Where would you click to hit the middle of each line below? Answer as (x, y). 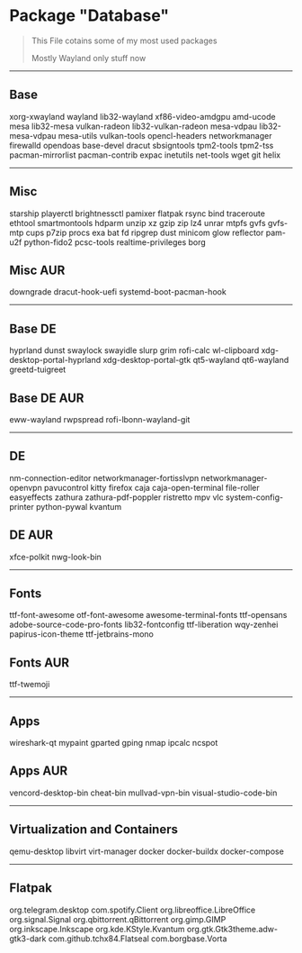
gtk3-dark (28, 939)
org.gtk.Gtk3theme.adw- (232, 929)
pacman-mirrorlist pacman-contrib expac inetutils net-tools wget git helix (145, 155)
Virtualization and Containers (93, 830)
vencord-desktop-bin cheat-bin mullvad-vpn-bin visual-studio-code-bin (143, 793)
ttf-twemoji (30, 685)
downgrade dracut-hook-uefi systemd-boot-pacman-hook (118, 292)
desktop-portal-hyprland (55, 360)
